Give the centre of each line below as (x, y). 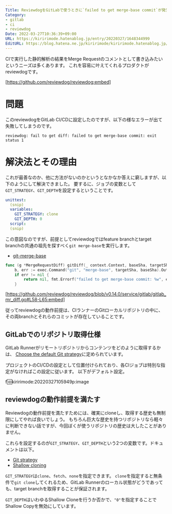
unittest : (16, 200)
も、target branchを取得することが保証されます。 (58, 488)
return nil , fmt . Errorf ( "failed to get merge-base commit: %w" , (94, 280)
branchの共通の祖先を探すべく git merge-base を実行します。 (69, 245)
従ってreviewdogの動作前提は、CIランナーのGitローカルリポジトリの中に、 (84, 310)
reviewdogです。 (23, 71)
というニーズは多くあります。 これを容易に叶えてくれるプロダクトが (77, 65)
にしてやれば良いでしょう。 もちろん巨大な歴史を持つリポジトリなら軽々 (86, 419)
